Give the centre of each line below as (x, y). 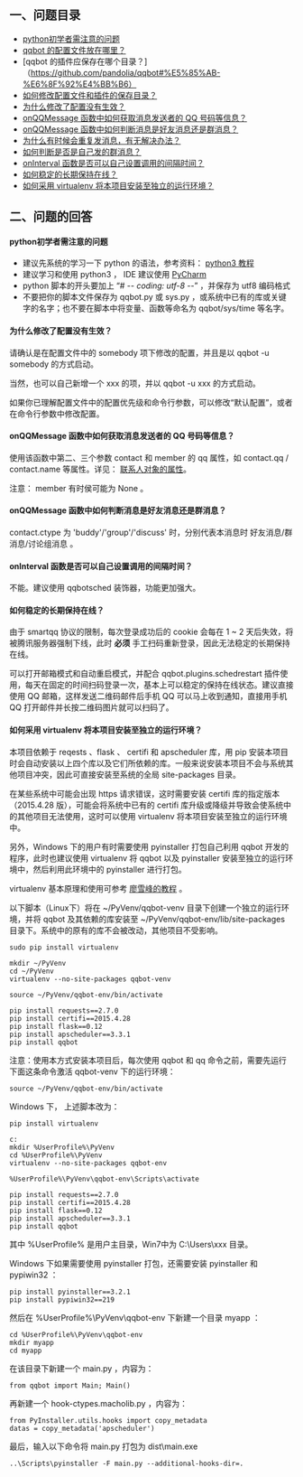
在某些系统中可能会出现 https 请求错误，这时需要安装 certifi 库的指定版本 (145, 793)
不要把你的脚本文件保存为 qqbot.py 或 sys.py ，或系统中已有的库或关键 (154, 297)
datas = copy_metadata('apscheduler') (82, 1428)
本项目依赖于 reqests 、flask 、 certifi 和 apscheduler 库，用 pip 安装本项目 (149, 752)
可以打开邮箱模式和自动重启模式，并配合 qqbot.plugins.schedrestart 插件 (145, 674)
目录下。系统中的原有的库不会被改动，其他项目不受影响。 (116, 930)
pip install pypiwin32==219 (62, 1299)
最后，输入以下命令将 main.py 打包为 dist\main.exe (104, 1446)
